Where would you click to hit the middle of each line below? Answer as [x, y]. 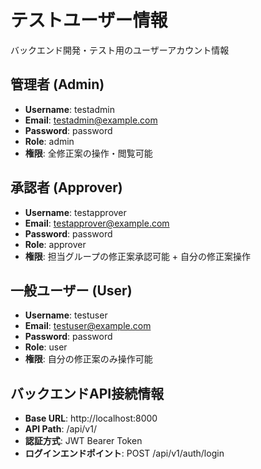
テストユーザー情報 [89, 20]
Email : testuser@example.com [88, 326]
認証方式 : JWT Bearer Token [83, 441]
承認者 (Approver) [66, 187]
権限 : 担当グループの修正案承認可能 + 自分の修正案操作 [138, 256]
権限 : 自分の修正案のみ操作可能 [88, 359]
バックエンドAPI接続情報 [87, 393]
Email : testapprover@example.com [97, 223]
